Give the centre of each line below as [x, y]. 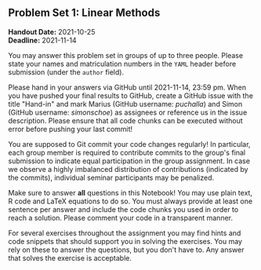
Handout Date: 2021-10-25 [52, 31]
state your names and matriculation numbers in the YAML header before [122, 64]
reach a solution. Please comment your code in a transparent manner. [121, 217]
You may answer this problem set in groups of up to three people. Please [126, 55]
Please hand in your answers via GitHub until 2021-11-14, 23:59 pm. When [127, 87]
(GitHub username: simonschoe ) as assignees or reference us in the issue [128, 112]
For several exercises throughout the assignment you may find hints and [125, 233]
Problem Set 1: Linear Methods [84, 13]
